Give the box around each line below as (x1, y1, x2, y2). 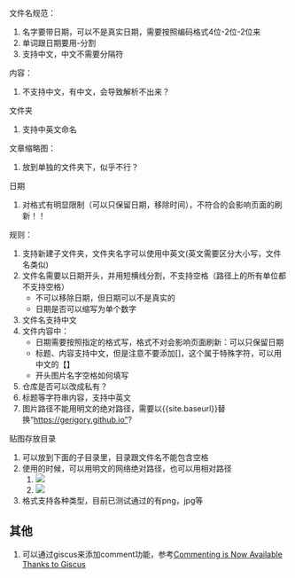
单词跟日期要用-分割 (21, 38, 97, 48)
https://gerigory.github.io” (33, 415, 128, 425)
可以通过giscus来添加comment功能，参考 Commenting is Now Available (21, 549, 283, 559)
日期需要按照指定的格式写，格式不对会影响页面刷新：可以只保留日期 (35, 337, 284, 348)
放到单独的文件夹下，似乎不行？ (21, 162, 139, 172)
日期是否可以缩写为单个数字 (35, 304, 137, 314)
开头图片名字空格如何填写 (35, 371, 129, 380)
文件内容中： (21, 326, 69, 336)
